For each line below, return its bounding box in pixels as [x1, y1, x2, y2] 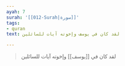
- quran [6, 25, 26, 32]
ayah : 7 [6, 8, 26, 15]
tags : [6, 20, 20, 26]
